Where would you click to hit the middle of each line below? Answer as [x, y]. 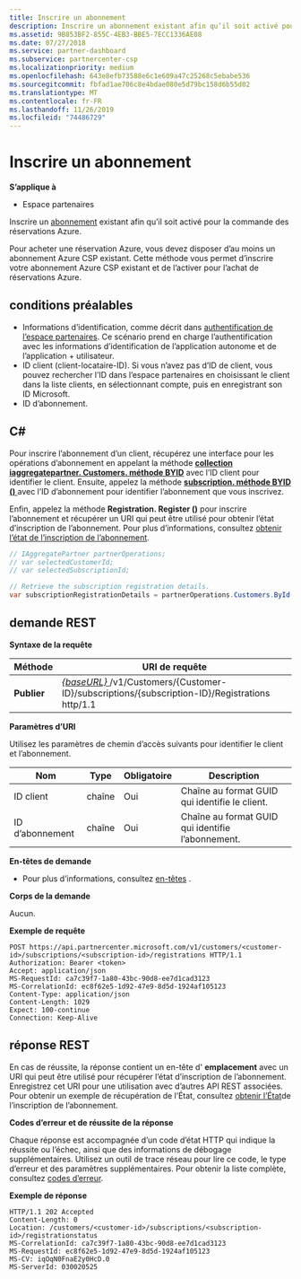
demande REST [53, 623]
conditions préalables [71, 306]
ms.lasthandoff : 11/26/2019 [62, 110]
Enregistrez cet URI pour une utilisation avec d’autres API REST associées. [146, 1086]
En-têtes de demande [51, 861]
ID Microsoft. [46, 394]
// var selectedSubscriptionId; [69, 571]
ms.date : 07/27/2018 [48, 43]
